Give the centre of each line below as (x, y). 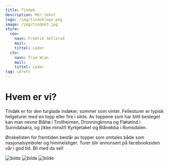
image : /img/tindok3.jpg (32, 24)
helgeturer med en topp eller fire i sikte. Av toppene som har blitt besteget (83, 116)
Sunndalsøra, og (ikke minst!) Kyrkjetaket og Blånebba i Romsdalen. (76, 127)
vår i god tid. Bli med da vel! (34, 148)
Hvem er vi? (31, 97)
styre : (12, 29)
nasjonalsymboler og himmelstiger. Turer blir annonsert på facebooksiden (83, 143)
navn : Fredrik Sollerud (40, 39)
